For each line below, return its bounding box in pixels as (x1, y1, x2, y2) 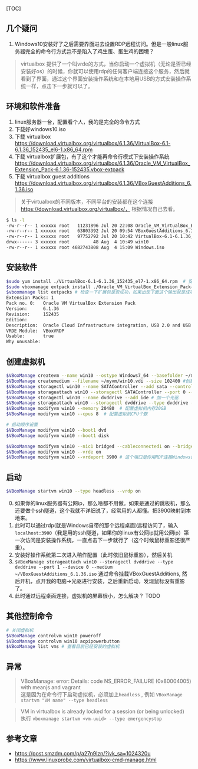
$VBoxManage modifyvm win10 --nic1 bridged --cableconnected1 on (6, 443, 170, 449)
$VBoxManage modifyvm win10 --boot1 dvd (6, 427, 107, 433)
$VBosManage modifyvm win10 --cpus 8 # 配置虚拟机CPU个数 (6, 411, 148, 417)
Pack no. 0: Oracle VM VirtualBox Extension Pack (6, 301, 136, 307)
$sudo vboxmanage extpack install (6, 284, 91, 290)
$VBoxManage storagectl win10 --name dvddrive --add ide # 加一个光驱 (6, 395, 179, 400)
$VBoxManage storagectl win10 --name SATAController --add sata (6, 383, 167, 389)
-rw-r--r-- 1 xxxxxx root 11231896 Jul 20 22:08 (6, 223, 133, 229)
